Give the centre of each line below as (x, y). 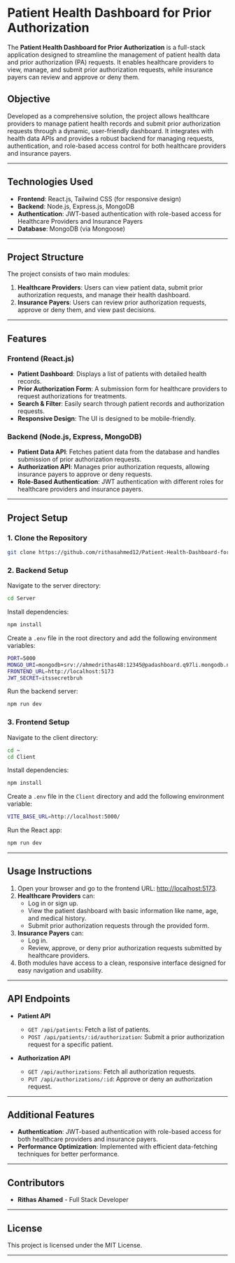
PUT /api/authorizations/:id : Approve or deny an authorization (120, 1079)
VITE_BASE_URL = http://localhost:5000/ (64, 817)
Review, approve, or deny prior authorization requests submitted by (125, 947)
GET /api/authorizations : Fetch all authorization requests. (112, 1072)
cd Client (22, 757)
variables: (21, 645)
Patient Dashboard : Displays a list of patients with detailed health (112, 374)
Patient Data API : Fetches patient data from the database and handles (119, 452)
